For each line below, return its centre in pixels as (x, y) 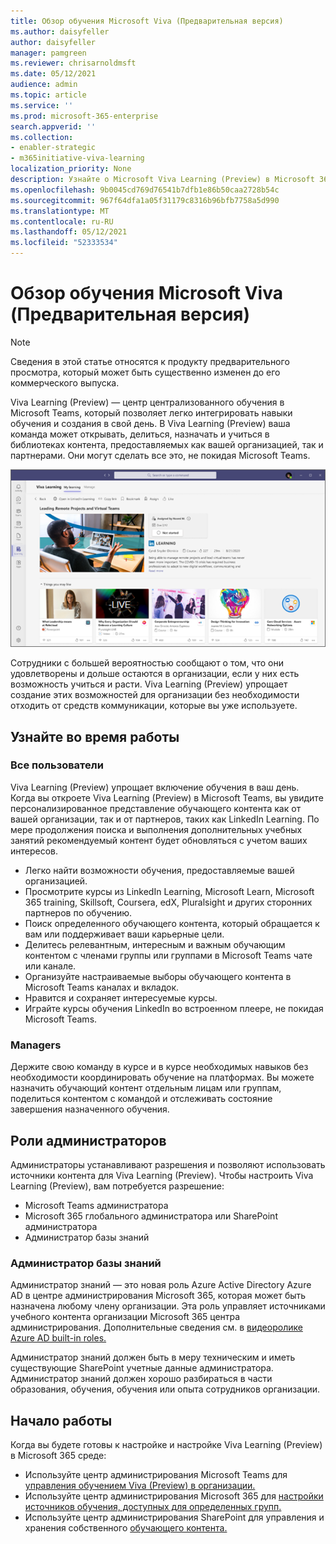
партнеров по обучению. (78, 912)
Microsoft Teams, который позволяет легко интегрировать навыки (151, 412)
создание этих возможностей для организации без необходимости (155, 695)
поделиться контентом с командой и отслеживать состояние (141, 1099)
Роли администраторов (88, 1140)
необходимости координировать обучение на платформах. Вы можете (162, 1077)
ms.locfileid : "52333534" (64, 243)
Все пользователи (57, 765)
